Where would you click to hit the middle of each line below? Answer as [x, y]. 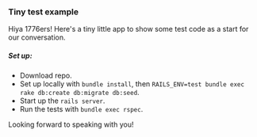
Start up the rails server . [62, 101]
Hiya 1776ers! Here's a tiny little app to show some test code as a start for [128, 29]
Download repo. [46, 76]
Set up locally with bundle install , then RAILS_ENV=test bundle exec [132, 84]
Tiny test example [44, 12]
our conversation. [37, 37]
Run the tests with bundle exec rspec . [81, 109]
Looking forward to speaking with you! [71, 124]
